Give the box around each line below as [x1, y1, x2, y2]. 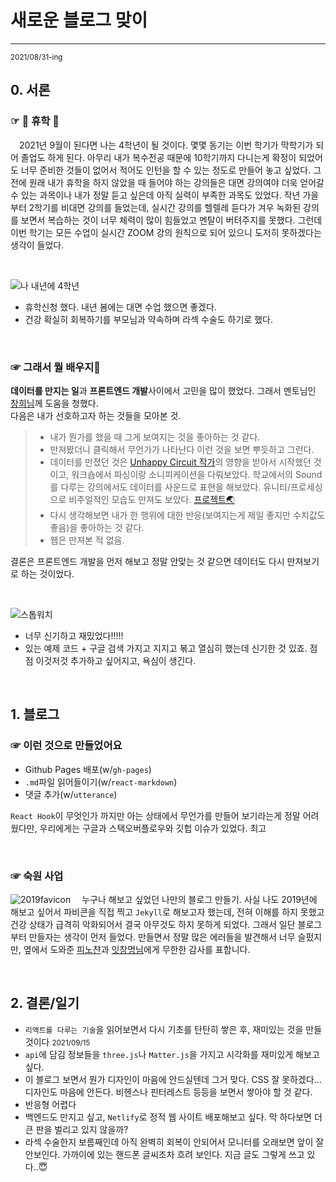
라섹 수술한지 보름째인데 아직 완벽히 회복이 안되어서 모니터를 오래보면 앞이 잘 [24, 1136, 325, 1148]
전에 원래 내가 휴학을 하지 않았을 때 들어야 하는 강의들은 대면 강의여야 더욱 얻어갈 [10, 176, 325, 188]
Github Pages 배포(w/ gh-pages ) [24, 763, 152, 775]
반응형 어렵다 [24, 1098, 77, 1110]
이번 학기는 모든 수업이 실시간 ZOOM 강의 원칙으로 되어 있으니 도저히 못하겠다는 [10, 226, 322, 238]
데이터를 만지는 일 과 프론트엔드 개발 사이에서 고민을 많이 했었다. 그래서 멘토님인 [10, 384, 317, 396]
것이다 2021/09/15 [24, 1036, 91, 1048]
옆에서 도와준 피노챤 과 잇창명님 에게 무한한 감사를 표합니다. [23, 943, 251, 955]
